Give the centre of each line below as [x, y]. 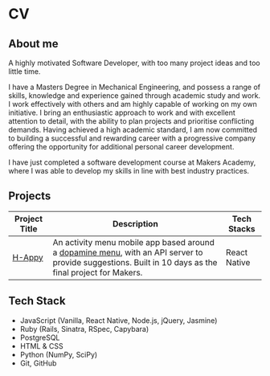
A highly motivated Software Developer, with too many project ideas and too [134, 63]
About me [33, 44]
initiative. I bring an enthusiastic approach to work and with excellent [122, 112]
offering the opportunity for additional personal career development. [121, 147]
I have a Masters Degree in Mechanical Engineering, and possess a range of [135, 87]
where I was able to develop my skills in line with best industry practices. [129, 171]
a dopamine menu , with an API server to [128, 252]
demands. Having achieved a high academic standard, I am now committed [133, 130]
